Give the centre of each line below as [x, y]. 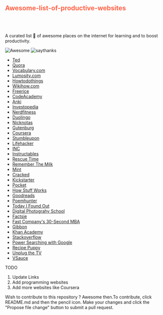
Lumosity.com [26, 76]
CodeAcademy [27, 97]
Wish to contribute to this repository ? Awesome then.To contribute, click [78, 297]
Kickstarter [23, 180]
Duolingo [21, 117]
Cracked [21, 175]
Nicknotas [22, 123]
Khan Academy [27, 232]
